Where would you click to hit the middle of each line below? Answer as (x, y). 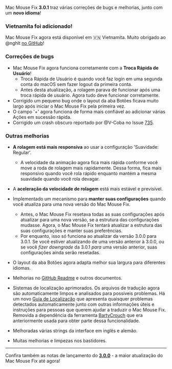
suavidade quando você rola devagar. (60, 179)
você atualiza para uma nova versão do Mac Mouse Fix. (71, 204)
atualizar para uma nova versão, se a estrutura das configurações (90, 219)
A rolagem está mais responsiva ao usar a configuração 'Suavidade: (85, 147)
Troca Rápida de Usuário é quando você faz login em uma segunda (91, 79)
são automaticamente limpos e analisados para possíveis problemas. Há (89, 293)
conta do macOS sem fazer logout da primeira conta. (76, 84)
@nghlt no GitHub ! (25, 43)
